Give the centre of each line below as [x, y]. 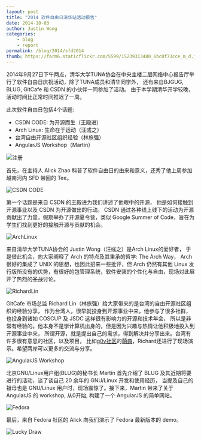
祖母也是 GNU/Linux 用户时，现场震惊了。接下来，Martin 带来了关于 [90, 388]
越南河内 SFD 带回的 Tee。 [39, 178]
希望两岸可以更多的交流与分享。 [56, 348]
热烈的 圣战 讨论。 [37, 279]
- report [28, 46]
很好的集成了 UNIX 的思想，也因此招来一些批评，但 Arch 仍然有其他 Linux [97, 264]
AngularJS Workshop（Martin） [54, 145]
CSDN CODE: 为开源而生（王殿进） [58, 122]
